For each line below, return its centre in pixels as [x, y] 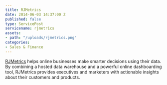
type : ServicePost [24, 24]
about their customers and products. [43, 77]
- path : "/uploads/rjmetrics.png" [41, 38]
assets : [13, 33]
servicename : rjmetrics [30, 28]
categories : [17, 42]
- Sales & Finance [24, 47]
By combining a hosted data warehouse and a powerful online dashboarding [83, 66]
